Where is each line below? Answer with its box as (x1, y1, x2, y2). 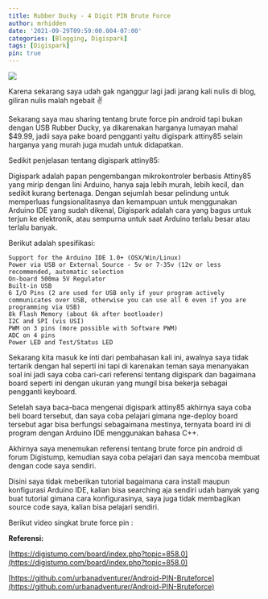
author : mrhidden (8, 19, 67, 27)
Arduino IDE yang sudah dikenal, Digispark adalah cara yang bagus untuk (8, 206, 252, 214)
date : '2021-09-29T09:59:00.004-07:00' (8, 27, 142, 35)
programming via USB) (8, 303, 81, 311)
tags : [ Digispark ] (8, 42, 70, 50)
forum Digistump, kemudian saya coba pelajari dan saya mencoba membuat (8, 452, 260, 462)
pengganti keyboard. (8, 387, 78, 396)
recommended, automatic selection (8, 268, 125, 276)
